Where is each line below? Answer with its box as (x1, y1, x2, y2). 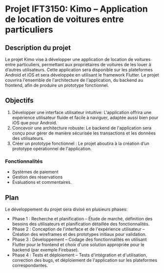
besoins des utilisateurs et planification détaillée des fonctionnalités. (12, 221, 150, 227)
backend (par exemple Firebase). (12, 247, 79, 253)
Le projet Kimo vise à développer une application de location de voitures (5, 57, 151, 62)
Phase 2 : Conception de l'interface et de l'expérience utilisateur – (12, 226, 145, 232)
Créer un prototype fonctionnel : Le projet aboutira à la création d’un (12, 140, 150, 146)
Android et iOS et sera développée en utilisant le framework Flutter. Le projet (5, 72, 160, 78)
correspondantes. (12, 262, 48, 268)
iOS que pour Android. (12, 119, 58, 125)
